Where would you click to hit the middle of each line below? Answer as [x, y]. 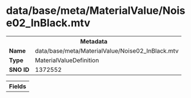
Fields [18, 86]
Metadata [94, 41]
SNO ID [19, 70]
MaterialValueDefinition [67, 60]
